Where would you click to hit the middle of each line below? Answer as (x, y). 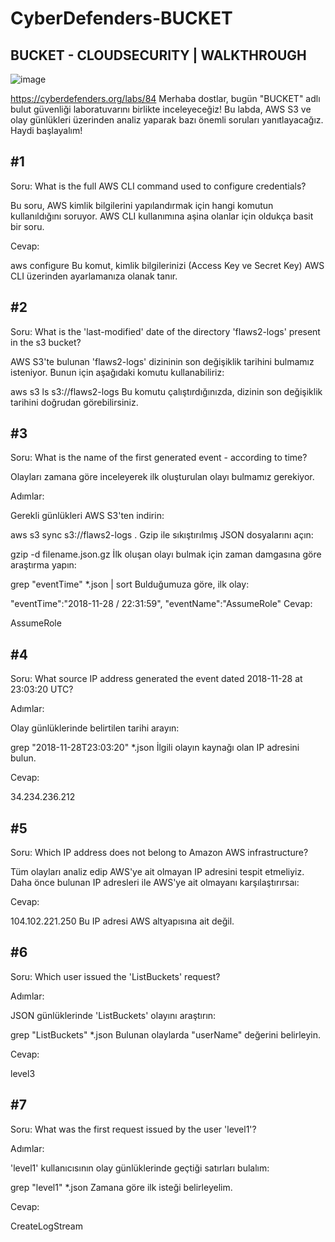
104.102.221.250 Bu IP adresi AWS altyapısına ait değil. (122, 921)
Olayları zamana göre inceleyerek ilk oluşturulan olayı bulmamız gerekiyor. (162, 477)
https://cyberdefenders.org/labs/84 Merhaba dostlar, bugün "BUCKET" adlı (165, 98)
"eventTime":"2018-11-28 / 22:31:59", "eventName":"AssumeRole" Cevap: (161, 604)
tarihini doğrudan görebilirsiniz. (74, 402)
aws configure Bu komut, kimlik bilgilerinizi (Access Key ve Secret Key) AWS (167, 265)
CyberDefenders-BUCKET (121, 18)
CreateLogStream (46, 1226)
